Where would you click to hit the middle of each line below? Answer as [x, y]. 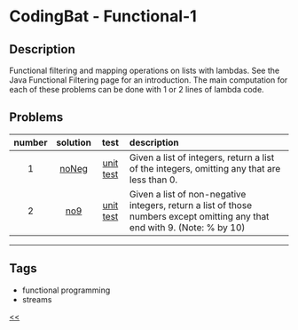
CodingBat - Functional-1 [103, 16]
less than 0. [153, 180]
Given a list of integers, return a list [202, 157]
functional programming [66, 290]
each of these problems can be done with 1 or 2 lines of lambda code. [137, 89]
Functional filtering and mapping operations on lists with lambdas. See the [145, 70]
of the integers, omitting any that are [205, 168]
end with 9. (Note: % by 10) [187, 227]
